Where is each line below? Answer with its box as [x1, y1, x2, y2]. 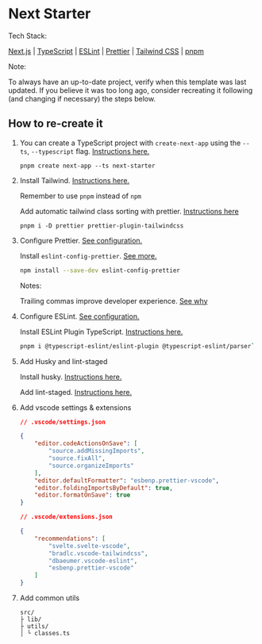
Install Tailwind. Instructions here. [19, 175, 129, 185]
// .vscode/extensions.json [19, 513, 113, 521]
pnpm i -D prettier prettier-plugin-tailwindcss [19, 221, 184, 230]
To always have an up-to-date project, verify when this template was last [8, 77, 247, 86]
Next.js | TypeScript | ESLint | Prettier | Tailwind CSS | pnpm [8, 46, 204, 56]
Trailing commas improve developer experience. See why [19, 296, 208, 305]
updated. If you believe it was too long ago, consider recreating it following [8, 85, 252, 95]
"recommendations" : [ [34, 535, 106, 542]
